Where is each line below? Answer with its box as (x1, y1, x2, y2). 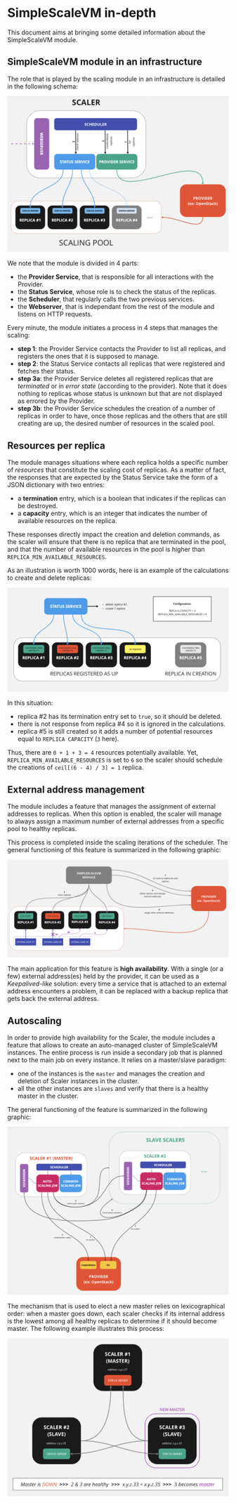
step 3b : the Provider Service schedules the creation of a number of (17, 404, 216, 413)
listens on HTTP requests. (17, 310, 93, 319)
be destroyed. (17, 501, 58, 510)
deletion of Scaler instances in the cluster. (17, 1077, 139, 1085)
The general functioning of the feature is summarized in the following (7, 1106, 208, 1114)
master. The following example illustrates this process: (7, 1325, 165, 1333)
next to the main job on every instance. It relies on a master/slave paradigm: (7, 1056, 227, 1064)
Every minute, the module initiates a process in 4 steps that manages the (7, 324, 218, 332)
